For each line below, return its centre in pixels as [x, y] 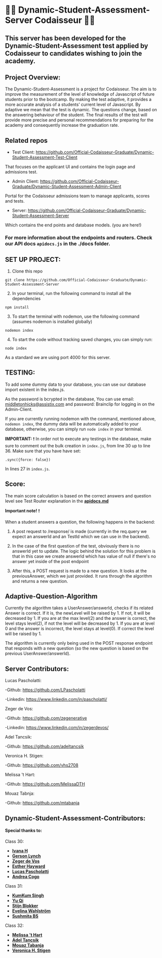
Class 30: [15, 841]
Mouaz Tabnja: [20, 793]
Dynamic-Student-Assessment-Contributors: [75, 818]
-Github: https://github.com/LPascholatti [45, 690]
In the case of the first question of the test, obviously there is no [76, 546]
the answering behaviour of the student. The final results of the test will [76, 115]
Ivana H [20, 851]
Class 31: [14, 886]
